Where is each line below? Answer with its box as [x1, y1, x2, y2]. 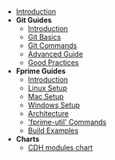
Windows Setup [27, 100, 81, 110]
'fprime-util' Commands [27, 118, 107, 126]
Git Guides [15, 15, 52, 25]
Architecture [27, 109, 69, 118]
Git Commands [27, 41, 77, 50]
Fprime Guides [15, 66, 66, 75]
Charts [15, 134, 40, 143]
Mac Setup [27, 92, 64, 101]
